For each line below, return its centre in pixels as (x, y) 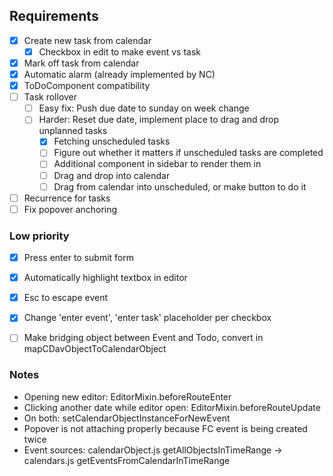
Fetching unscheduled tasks (112, 141)
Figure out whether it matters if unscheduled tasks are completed (188, 153)
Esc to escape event (66, 298)
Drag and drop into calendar (112, 175)
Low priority (39, 236)
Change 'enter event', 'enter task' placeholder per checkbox (147, 318)
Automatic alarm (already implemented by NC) (119, 74)
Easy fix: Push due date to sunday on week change (144, 108)
